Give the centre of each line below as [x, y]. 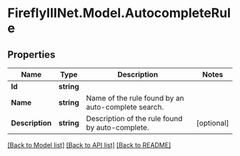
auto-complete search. [125, 107]
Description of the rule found [134, 119]
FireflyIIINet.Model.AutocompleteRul [119, 13]
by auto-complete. [117, 128]
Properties [31, 54]
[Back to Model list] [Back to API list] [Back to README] [89, 145]
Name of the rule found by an [135, 98]
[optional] [212, 123]
